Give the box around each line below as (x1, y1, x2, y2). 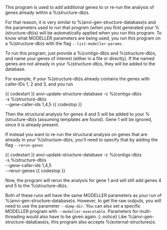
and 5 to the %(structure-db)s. (5, 182, 68, 188)
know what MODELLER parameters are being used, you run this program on (5, 35, 161, 41)
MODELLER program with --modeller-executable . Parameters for (5, 208, 139, 214)
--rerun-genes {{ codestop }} (5, 167, 66, 173)
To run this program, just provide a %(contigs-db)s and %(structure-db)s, (5, 50, 157, 56)
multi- (139, 208, 152, 214)
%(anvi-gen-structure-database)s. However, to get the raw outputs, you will (5, 197, 162, 203)
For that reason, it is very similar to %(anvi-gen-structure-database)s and (5, 19, 156, 25)
